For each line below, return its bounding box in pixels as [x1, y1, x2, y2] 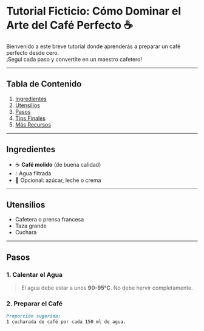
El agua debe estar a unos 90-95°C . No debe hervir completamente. [21, 284, 193, 291]
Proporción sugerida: [6, 313, 61, 319]
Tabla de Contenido [6, 79, 82, 89]
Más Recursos [15, 120, 52, 128]
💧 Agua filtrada [15, 169, 52, 177]
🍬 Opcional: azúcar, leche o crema [15, 176, 101, 184]
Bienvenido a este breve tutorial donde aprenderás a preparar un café [6, 43, 181, 50]
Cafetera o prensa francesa [15, 216, 84, 223]
